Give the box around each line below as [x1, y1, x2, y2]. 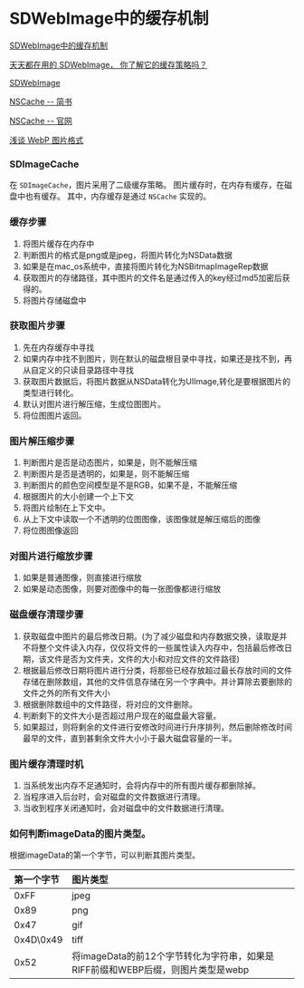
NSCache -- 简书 [9, 96, 72, 107]
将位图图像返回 [22, 525, 79, 536]
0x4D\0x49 [14, 934, 63, 946]
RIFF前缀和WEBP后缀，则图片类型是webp [71, 964, 250, 976]
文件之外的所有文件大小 [22, 687, 110, 698]
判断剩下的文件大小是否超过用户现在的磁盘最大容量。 [22, 710, 222, 721]
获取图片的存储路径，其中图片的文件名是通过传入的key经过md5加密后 [22, 272, 283, 283]
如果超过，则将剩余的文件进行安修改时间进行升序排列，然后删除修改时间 [22, 722, 292, 732]
